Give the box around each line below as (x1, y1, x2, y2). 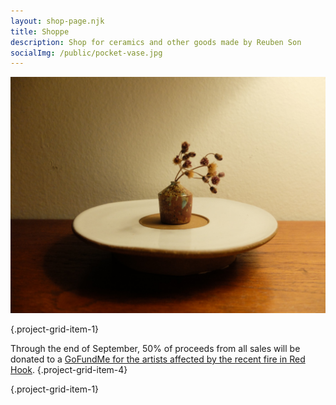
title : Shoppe (10, 26, 70, 37)
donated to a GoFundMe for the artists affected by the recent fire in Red (10, 353, 306, 365)
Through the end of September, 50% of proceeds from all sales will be (10, 343, 301, 355)
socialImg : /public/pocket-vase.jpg (10, 48, 163, 58)
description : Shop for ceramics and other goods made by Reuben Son (10, 37, 302, 47)
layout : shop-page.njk (10, 16, 105, 26)
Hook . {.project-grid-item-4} (10, 364, 128, 376)
